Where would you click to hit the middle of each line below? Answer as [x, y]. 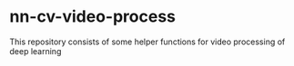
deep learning [35, 51]
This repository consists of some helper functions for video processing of [147, 42]
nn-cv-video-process [92, 17]
